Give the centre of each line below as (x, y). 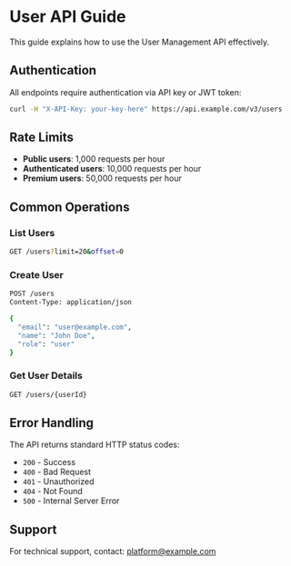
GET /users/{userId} (49, 394)
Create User (36, 274)
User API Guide (68, 17)
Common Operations (70, 207)
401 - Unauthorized (58, 482)
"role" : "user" (46, 344)
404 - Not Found (53, 492)
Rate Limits (42, 138)
